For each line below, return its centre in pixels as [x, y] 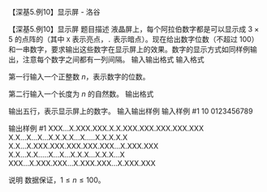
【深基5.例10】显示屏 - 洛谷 [54, 12]
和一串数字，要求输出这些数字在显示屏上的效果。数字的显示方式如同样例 [129, 49]
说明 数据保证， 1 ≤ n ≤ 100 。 [57, 180]
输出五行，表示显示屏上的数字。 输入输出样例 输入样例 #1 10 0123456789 [131, 111]
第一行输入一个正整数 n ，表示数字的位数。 [79, 77]
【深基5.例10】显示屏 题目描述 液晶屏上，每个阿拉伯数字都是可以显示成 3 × [134, 29]
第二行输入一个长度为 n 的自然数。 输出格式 [81, 94]
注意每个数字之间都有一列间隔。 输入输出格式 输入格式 [113, 60]
